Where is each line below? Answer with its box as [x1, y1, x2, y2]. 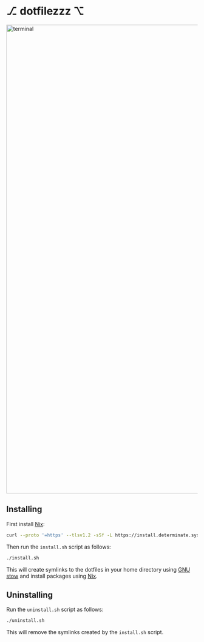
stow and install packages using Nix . [6, 572, 98, 579]
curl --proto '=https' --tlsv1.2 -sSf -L [6, 532, 113, 538]
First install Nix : [6, 520, 45, 527]
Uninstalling [6, 590, 53, 600]
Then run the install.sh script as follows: [6, 543, 111, 550]
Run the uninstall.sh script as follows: [6, 606, 104, 613]
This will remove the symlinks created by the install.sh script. [6, 629, 164, 636]
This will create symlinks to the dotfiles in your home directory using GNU [6, 566, 190, 573]
